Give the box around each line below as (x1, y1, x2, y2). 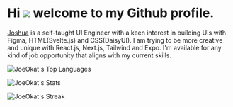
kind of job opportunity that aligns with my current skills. (7, 51, 172, 60)
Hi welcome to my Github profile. (7, 5, 215, 21)
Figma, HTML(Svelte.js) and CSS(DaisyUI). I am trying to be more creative (7, 35, 223, 44)
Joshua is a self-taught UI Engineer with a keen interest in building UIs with (7, 28, 227, 37)
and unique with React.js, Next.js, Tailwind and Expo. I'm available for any (7, 43, 222, 52)
